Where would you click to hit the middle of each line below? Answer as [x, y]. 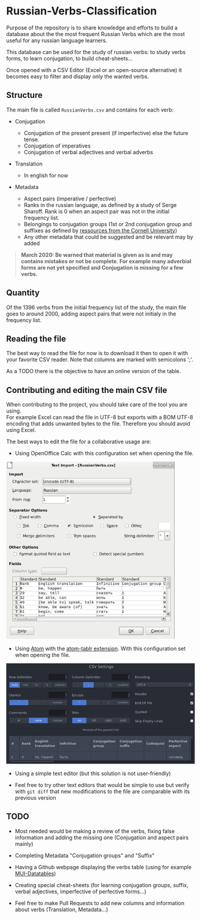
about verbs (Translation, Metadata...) [62, 909]
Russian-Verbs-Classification [82, 11]
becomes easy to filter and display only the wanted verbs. [78, 76]
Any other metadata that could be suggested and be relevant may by [108, 237]
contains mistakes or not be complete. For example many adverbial [106, 261]
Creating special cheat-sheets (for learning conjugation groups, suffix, [101, 885]
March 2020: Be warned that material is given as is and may [97, 255]
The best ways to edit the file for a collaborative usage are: [79, 442]
